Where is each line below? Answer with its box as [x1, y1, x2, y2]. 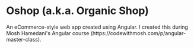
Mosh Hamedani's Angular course [6, 29, 90, 36]
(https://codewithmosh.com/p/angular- [90, 29, 186, 36]
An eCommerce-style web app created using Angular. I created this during [6, 23, 189, 30]
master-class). [6, 36, 42, 43]
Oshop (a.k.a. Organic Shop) [6, 4, 150, 18]
